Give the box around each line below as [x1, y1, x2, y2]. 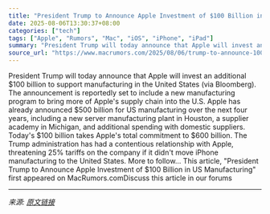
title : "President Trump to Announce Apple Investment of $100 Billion [8, 11, 253, 20]
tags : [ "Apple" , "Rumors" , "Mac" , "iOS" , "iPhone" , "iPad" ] [8, 34, 215, 42]
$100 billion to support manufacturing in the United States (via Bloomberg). [8, 79, 257, 89]
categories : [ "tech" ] [8, 26, 81, 34]
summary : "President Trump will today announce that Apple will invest [8, 42, 253, 50]
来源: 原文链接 [8, 197, 55, 207]
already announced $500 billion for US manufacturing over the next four [8, 105, 247, 115]
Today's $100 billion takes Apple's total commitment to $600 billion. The [8, 131, 247, 140]
